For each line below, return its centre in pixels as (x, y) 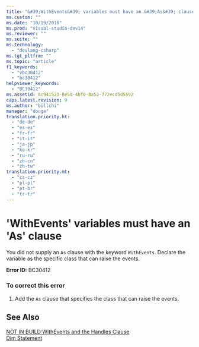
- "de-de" (23, 122)
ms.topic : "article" (32, 61)
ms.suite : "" (22, 39)
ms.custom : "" (24, 17)
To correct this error (36, 286)
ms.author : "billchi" (33, 105)
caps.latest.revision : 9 (37, 100)
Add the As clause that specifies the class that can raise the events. (97, 298)
